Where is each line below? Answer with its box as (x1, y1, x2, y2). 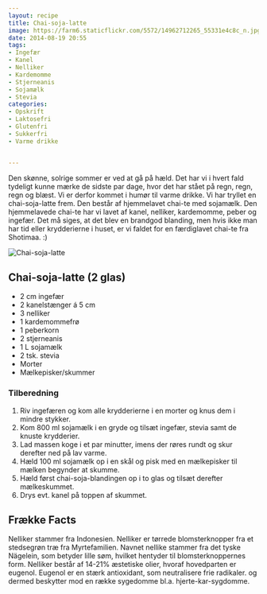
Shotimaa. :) (8, 232, 48, 242)
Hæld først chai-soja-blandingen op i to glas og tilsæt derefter (19, 473, 223, 483)
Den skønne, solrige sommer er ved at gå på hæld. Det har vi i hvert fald (8, 173, 244, 183)
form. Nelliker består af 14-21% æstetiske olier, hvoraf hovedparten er (8, 560, 237, 569)
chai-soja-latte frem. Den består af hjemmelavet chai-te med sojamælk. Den (8, 198, 257, 208)
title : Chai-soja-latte (8, 19, 87, 27)
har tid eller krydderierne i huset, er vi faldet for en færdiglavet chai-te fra (8, 223, 249, 233)
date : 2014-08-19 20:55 (8, 33, 87, 42)
